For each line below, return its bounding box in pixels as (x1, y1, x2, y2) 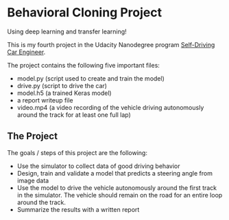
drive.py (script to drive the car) (16, 81, 108, 90)
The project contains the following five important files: (7, 61, 160, 69)
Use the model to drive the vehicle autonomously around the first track (16, 183, 217, 192)
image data (16, 176, 49, 184)
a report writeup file (16, 96, 73, 104)
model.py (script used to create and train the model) (16, 74, 165, 83)
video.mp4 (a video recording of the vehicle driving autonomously (16, 103, 204, 111)
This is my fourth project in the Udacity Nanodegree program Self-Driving (7, 40, 215, 49)
